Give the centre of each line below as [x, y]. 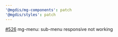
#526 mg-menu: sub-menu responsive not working [59, 29]
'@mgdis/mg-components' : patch [39, 10]
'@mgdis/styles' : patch [31, 15]
